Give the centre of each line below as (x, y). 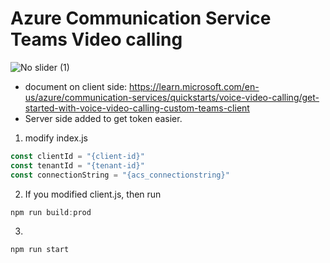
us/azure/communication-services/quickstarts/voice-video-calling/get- (172, 97)
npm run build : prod (51, 212)
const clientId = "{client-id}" (77, 156)
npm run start (40, 250)
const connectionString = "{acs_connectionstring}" (120, 175)
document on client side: (76, 86)
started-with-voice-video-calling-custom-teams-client (137, 108)
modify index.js (56, 138)
